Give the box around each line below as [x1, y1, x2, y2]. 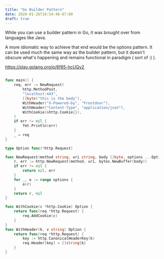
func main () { [5, 78, 34, 83]
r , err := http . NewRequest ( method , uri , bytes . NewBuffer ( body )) [14, 159, 147, 164]
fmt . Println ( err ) [22, 123, 58, 129]
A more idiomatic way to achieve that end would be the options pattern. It [5, 44, 153, 50]
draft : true [5, 16, 29, 21]
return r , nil [14, 191, 42, 196]
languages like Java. [5, 35, 46, 41]
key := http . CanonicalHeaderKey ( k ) [22, 236, 95, 241]
